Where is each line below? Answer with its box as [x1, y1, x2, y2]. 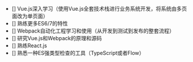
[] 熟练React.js [11, 42, 47, 49]
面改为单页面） [11, 12, 48, 19]
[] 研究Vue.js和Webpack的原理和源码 [11, 35, 102, 41]
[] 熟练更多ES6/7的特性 [11, 20, 68, 27]
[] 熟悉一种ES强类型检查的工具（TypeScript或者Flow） [11, 50, 145, 56]
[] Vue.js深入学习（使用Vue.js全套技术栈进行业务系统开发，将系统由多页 [11, 5, 187, 12]
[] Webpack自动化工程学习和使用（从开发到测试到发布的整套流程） [11, 27, 175, 34]
